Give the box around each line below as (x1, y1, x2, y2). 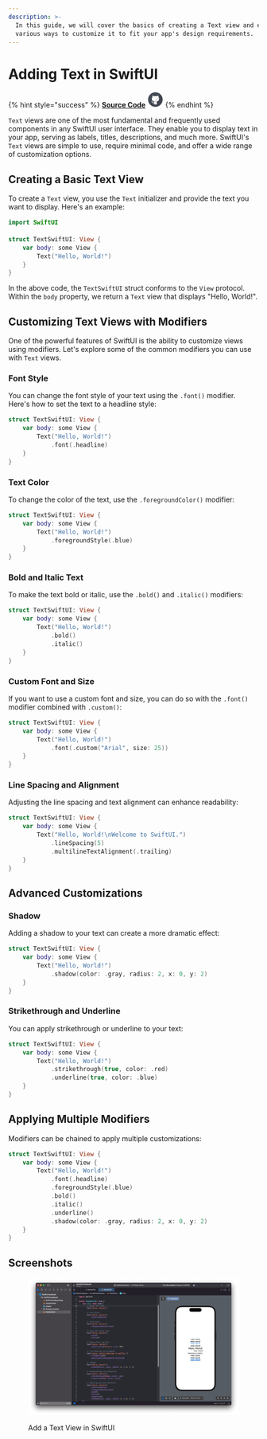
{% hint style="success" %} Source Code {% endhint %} (8, 100, 214, 110)
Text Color (8, 476, 49, 487)
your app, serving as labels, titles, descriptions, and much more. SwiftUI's (8, 132, 250, 143)
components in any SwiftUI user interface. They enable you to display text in (8, 124, 258, 134)
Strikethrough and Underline (8, 1006, 121, 1017)
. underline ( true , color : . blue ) (50, 1073, 158, 1082)
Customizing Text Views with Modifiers (8, 315, 208, 328)
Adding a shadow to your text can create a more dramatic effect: (8, 929, 220, 938)
